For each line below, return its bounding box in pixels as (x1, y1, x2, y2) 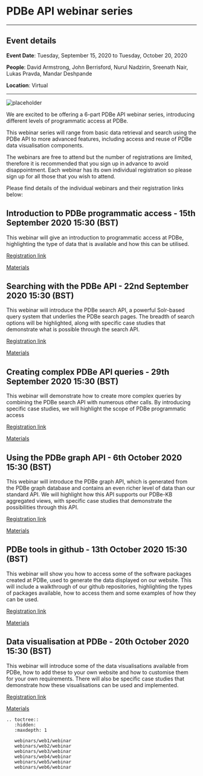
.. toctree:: (6, 716, 39, 723)
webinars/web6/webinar (14, 764, 71, 770)
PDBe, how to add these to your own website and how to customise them (6, 668, 188, 676)
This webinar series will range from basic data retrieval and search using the (6, 129, 196, 136)
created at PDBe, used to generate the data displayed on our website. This (6, 576, 192, 584)
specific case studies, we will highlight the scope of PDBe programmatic (6, 405, 187, 412)
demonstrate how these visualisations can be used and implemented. (6, 681, 179, 688)
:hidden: (14, 722, 36, 728)
